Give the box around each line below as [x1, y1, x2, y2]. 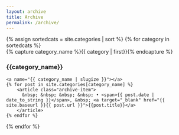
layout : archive [6, 8, 46, 15]
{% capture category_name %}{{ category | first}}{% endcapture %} [6, 48, 173, 55]
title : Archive [6, 14, 44, 20]
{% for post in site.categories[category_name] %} [6, 81, 134, 87]
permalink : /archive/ [6, 19, 60, 25]
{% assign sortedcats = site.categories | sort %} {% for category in [6, 36, 170, 43]
